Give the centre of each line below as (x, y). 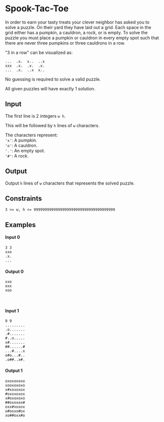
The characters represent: (31, 135)
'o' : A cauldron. (21, 145)
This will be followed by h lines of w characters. (52, 125)
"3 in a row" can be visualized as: (39, 53)
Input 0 (13, 237)
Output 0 (14, 271)
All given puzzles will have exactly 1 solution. (50, 88)
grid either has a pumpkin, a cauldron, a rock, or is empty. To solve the (77, 32)
